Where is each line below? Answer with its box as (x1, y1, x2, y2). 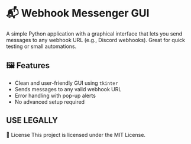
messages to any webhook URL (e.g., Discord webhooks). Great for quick (6, 36, 185, 43)
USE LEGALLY (6, 116, 58, 126)
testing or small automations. (6, 43, 77, 50)
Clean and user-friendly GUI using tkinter (14, 79, 118, 87)
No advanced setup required (14, 98, 85, 105)
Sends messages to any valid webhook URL (14, 85, 122, 92)
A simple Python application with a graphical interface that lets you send (6, 30, 183, 37)
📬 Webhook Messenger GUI (6, 7, 150, 20)
